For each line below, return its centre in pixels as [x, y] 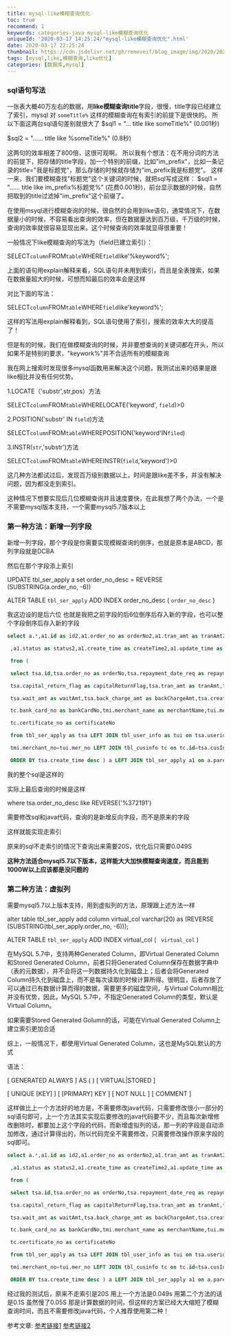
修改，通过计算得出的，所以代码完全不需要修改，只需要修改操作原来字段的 [118, 1134]
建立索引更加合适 [31, 1029]
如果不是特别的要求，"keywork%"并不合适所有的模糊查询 [88, 353]
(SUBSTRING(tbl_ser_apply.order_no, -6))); [68, 926]
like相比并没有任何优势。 [42, 377]
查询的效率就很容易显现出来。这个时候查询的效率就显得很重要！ [97, 227]
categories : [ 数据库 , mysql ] [46, 65]
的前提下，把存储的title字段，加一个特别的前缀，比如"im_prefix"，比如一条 [112, 161]
